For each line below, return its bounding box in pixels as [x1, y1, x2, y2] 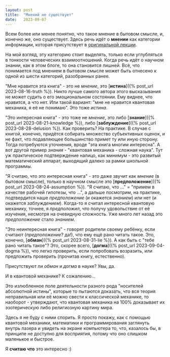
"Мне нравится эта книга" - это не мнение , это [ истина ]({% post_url [5, 83, 154, 89]
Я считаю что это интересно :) [5, 346, 72, 352]
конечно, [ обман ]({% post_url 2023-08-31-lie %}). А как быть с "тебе [5, 237, 155, 243]
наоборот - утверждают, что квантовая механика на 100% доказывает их [5, 299, 165, 306]
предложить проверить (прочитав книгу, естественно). [5, 253, 126, 260]
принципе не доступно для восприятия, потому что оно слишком [5, 331, 147, 337]
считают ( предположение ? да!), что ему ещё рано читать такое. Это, [5, 232, 155, 238]
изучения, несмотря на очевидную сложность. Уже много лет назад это [5, 211, 163, 217]
